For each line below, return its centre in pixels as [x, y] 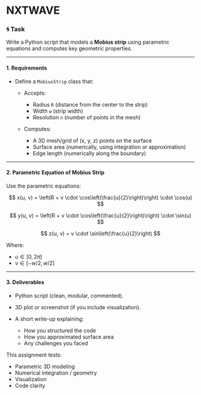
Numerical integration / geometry [56, 373]
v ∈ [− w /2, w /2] [35, 263]
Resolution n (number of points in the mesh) [87, 117]
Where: [15, 245]
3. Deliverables [25, 282]
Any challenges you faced [56, 343]
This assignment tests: [34, 355]
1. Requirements [27, 68]
